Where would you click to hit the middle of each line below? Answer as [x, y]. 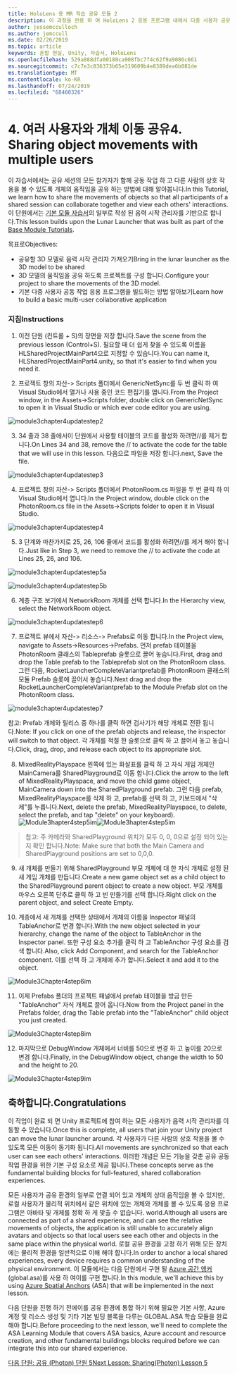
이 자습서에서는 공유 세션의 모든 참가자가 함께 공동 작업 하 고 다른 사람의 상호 [113, 180]
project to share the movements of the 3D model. [89, 283]
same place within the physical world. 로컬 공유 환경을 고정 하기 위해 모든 [111, 1244]
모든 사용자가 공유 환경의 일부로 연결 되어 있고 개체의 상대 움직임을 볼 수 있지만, [117, 1195]
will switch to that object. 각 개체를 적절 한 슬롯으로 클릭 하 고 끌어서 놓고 [109, 741]
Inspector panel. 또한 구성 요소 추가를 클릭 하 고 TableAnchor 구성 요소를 [120, 942]
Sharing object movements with [103, 145]
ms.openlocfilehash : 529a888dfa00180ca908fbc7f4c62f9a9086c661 [103, 60]
